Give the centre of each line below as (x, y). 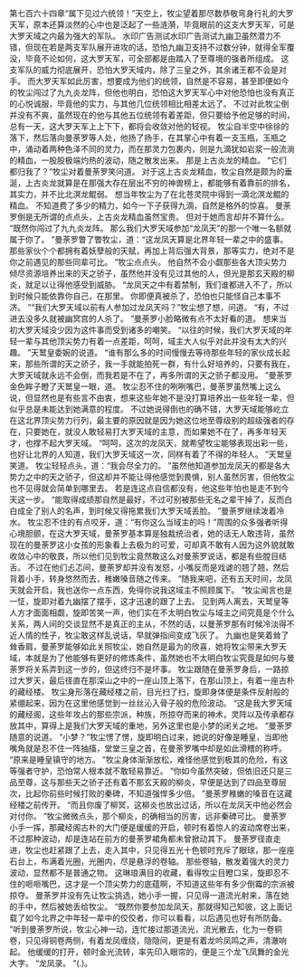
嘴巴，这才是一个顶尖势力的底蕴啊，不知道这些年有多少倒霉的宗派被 (167, 884)
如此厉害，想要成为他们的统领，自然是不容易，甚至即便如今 (178, 81)
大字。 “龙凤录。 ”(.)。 (51, 963)
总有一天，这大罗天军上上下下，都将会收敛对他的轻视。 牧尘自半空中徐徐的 (149, 126)
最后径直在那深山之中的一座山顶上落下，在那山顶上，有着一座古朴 (171, 680)
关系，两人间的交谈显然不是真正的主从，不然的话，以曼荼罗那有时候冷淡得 (148, 624)
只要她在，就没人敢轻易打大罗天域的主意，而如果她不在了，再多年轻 (152, 432)
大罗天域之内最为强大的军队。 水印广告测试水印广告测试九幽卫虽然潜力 (141, 36)
